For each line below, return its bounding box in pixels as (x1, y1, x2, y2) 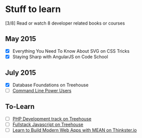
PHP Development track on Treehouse (12, 115, 91, 121)
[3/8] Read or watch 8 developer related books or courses (5, 20, 125, 26)
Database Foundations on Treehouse (12, 82, 89, 88)
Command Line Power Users (12, 87, 71, 93)
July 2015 (5, 69, 36, 77)
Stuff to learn (5, 4, 61, 15)
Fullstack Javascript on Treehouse (12, 121, 83, 127)
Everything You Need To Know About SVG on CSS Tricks (12, 48, 130, 54)
